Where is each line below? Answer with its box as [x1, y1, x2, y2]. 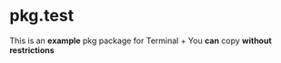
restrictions [9, 44, 55, 55]
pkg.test [9, 5, 75, 26]
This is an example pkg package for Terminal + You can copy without [9, 35, 273, 46]
